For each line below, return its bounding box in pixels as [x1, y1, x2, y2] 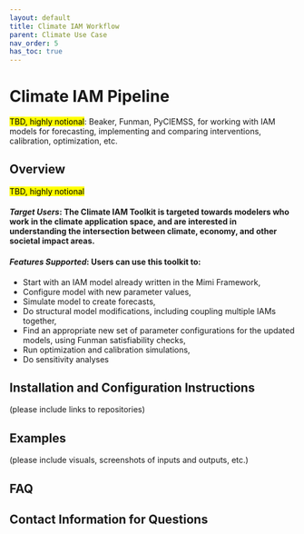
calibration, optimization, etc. [9, 135, 118, 146]
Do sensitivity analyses [22, 353, 109, 364]
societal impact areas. [9, 235, 95, 246]
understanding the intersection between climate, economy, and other [9, 226, 278, 237]
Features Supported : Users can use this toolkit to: [9, 256, 201, 268]
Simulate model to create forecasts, [22, 296, 156, 307]
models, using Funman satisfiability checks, [22, 334, 186, 345]
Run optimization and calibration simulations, [22, 344, 191, 355]
